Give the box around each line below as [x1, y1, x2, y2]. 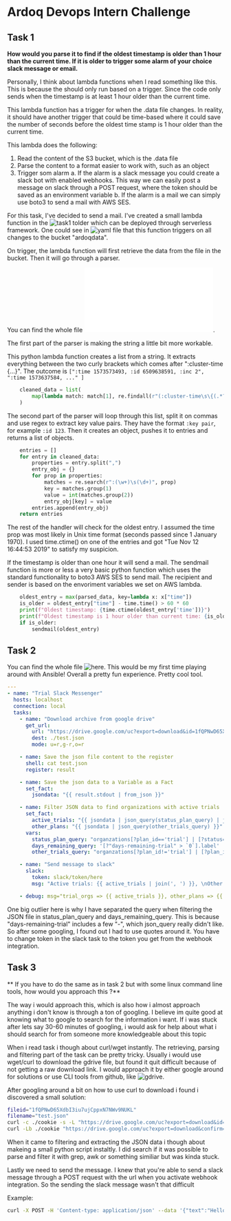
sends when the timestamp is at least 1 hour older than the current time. [7, 92, 211, 100]
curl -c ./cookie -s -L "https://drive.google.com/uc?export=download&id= [7, 1119, 226, 1126]
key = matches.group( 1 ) [43, 485, 112, 492]
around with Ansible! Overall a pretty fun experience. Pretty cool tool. [7, 670, 203, 678]
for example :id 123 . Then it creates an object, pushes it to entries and [7, 426, 208, 434]
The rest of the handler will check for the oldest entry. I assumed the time [7, 523, 215, 532]
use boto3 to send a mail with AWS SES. [16, 198, 131, 206]
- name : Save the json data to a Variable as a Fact [19, 779, 174, 786]
